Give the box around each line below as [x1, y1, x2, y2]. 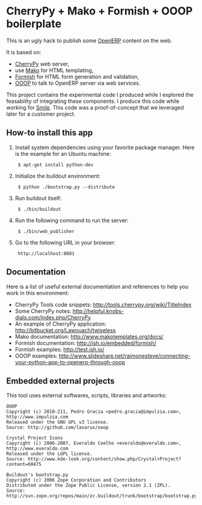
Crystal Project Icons [6, 435, 63, 441]
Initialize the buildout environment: [14, 172, 101, 179]
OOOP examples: [14, 352, 58, 359]
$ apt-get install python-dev [17, 161, 94, 168]
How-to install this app [6, 128, 93, 138]
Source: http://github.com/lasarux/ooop [6, 424, 109, 431]
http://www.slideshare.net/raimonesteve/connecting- [58, 352, 191, 359]
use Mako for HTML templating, [14, 66, 94, 73]
